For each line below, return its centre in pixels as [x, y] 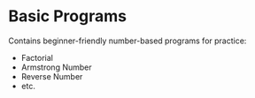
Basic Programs [68, 16]
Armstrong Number [56, 67]
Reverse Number [52, 76]
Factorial [37, 57]
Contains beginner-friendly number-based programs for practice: [127, 41]
